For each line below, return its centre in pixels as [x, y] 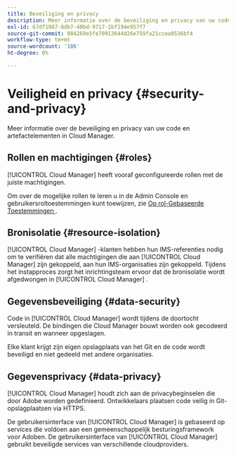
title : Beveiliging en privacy [53, 14]
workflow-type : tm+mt [39, 40]
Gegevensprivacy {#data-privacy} [84, 376]
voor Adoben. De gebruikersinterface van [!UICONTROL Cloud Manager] [112, 437]
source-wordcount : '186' [44, 46]
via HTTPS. [69, 409]
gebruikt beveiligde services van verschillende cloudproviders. [98, 444]
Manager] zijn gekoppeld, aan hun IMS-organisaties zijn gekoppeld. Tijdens [117, 265]
